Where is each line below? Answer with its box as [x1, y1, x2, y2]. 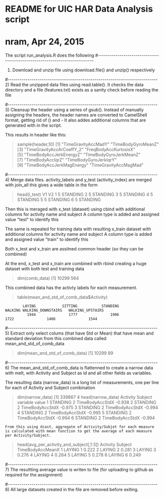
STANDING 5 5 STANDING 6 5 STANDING [17, 197, 101, 203]
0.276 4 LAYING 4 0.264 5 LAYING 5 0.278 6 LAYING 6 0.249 [17, 452, 141, 458]
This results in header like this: [5, 132, 67, 138]
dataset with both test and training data [5, 266, 85, 272]
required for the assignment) [5, 472, 63, 478]
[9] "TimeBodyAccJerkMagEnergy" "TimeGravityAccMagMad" [17, 162, 144, 168]
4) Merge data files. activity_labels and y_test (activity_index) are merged [5, 177, 152, 183]
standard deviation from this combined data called [5, 336, 107, 341]
